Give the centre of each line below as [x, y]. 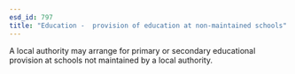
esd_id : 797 [31, 17]
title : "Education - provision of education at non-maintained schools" [148, 26]
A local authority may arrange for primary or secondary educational [132, 50]
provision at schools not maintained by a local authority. [111, 60]
